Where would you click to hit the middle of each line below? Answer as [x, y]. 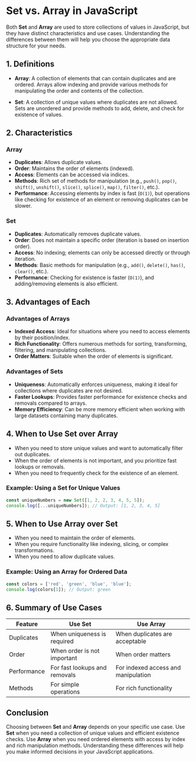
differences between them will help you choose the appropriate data [88, 39]
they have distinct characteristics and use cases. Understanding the [88, 33]
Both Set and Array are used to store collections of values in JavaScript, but [98, 27]
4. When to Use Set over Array [62, 434]
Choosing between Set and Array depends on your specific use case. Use [96, 727]
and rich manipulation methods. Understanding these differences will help [95, 746]
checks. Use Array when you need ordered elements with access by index [96, 739]
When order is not [75, 651]
